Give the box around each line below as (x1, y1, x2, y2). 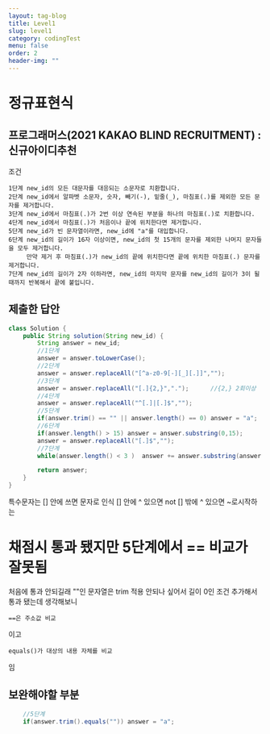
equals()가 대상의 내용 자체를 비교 (8, 647, 113, 655)
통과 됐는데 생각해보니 (8, 597, 78, 606)
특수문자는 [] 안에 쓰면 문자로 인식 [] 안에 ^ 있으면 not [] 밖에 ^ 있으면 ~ (8, 497, 232, 507)
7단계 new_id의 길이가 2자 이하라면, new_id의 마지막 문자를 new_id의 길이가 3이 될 (8, 269, 260, 278)
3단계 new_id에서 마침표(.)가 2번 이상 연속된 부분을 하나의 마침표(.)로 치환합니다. (8, 210, 255, 218)
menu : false (8, 42, 48, 50)
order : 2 (8, 49, 38, 57)
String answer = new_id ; (37, 340, 121, 348)
